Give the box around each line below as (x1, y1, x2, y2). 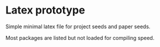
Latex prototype (5, 4, 85, 17)
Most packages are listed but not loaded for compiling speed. (5, 34, 155, 41)
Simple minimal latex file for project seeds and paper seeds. (5, 23, 151, 30)
